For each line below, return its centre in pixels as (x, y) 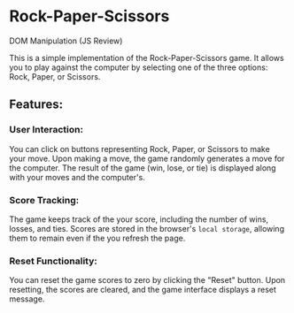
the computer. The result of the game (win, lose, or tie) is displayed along (143, 168)
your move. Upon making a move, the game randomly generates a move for (147, 158)
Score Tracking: (44, 200)
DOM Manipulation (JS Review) (66, 41)
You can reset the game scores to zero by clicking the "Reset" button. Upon (147, 280)
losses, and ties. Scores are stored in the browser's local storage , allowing (147, 228)
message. (27, 299)
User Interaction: (46, 130)
